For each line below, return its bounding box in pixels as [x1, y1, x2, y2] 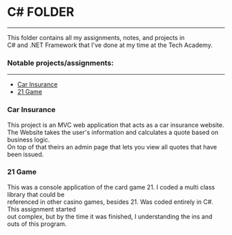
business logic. [7, 135, 50, 144]
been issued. [7, 150, 44, 158]
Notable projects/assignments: [7, 58, 114, 68]
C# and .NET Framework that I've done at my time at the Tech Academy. [7, 41, 213, 49]
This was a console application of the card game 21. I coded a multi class [7, 182, 215, 191]
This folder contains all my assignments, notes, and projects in [7, 33, 185, 41]
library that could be [7, 190, 65, 198]
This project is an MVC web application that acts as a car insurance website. [7, 120, 224, 129]
